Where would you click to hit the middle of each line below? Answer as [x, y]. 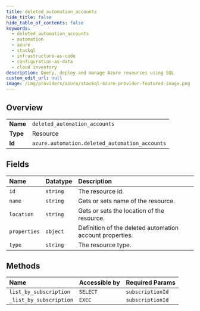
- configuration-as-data [42, 61]
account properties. [106, 235]
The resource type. [105, 245]
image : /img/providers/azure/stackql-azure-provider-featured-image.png [98, 84]
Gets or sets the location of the [121, 210]
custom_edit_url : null [34, 78]
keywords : [18, 28]
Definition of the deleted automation [129, 228]
